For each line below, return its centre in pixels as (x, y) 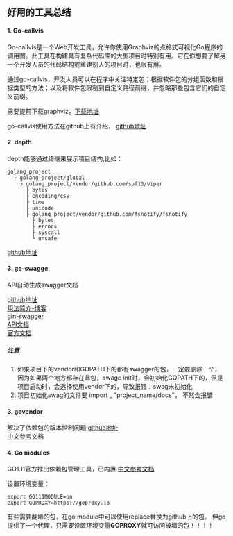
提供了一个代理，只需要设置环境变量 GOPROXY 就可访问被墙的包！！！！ (111, 526)
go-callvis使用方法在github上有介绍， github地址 (77, 126)
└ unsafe (45, 238)
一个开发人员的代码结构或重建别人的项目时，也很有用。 (86, 64)
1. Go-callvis (25, 31)
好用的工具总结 (39, 12)
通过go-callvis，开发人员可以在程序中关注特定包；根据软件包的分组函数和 (112, 79)
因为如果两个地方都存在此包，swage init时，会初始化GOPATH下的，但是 (120, 378)
